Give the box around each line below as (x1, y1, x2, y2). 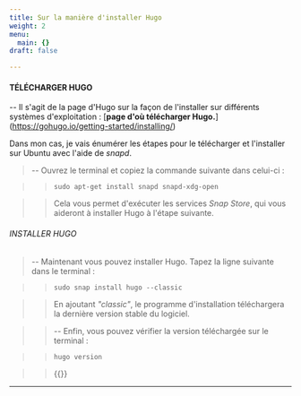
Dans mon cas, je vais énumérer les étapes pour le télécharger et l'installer (9, 138, 286, 149)
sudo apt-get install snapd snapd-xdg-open (53, 183, 219, 192)
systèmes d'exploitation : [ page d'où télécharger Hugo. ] (9, 111, 219, 122)
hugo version (53, 352, 103, 361)
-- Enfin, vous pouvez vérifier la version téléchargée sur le (53, 325, 269, 336)
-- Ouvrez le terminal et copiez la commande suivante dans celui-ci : (30, 165, 285, 176)
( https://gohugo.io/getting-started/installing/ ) (9, 121, 176, 132)
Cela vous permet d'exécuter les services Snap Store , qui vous (53, 198, 287, 209)
